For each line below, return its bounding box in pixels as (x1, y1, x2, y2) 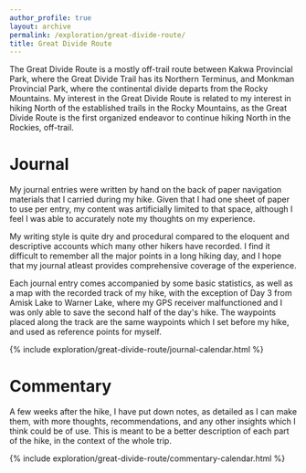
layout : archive (9, 22, 71, 31)
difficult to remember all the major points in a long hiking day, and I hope (9, 250, 281, 261)
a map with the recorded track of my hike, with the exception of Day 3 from (9, 288, 292, 299)
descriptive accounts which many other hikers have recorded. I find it (9, 241, 271, 252)
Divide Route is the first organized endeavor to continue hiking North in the (9, 112, 291, 123)
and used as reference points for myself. (9, 326, 162, 338)
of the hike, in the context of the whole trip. (9, 436, 172, 447)
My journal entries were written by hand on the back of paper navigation (9, 184, 282, 195)
